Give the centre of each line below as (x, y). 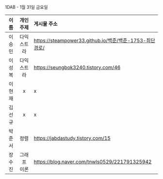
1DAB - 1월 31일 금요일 (26, 7)
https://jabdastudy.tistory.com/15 (72, 138)
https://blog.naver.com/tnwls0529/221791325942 (93, 162)
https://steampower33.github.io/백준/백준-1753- (90, 40)
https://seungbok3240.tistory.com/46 (77, 67)
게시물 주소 (46, 24)
